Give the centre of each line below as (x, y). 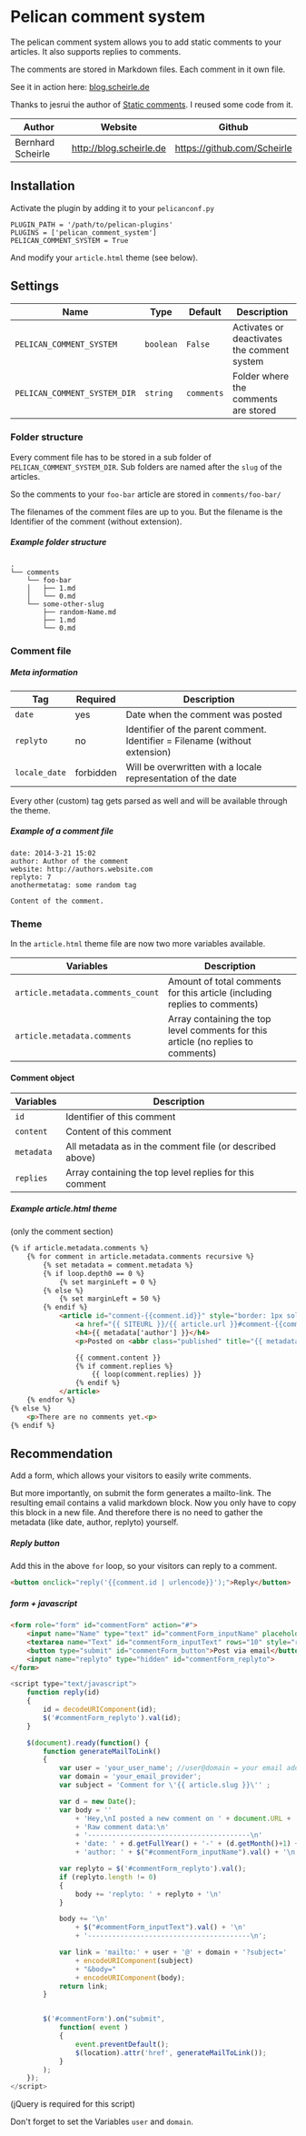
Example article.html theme (64, 1209)
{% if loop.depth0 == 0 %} (94, 1273)
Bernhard (35, 142)
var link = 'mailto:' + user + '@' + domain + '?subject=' (173, 1953)
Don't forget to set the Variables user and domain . (102, 2121)
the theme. (30, 810)
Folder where (261, 376)
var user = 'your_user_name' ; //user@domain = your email (171, 1768)
